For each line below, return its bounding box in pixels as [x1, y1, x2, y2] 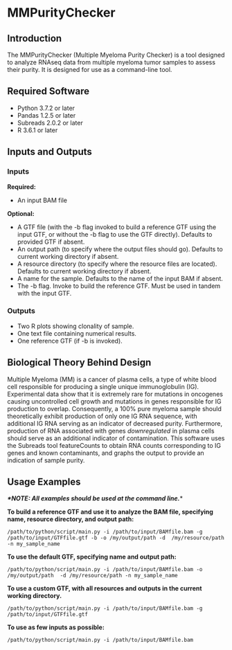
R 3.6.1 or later [17, 126, 58, 134]
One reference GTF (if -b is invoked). [17, 336, 123, 345]
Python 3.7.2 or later [17, 104, 75, 112]
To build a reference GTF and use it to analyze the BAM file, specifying [7, 507, 213, 516]
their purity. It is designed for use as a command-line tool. [7, 66, 172, 73]
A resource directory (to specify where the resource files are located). [17, 260, 217, 268]
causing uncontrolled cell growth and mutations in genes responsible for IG [7, 397, 222, 406]
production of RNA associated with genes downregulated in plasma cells [7, 426, 215, 435]
